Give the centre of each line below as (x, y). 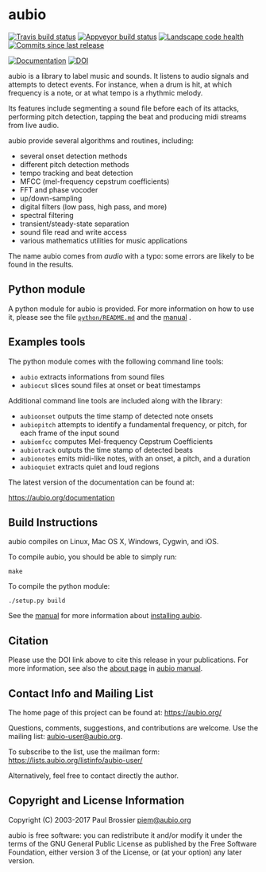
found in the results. (41, 264)
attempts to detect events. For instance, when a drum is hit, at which (120, 84)
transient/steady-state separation (74, 224)
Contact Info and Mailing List (81, 693)
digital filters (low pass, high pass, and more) (93, 206)
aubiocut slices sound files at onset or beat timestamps (110, 385)
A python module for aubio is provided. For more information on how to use (131, 309)
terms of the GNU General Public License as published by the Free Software (133, 843)
